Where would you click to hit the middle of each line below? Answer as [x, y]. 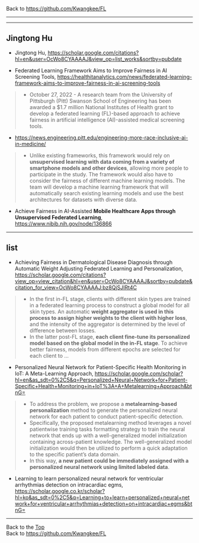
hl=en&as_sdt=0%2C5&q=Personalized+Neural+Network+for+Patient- [101, 380]
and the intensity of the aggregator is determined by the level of [107, 324]
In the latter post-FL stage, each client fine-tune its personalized [110, 336]
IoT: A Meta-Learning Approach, [54, 373]
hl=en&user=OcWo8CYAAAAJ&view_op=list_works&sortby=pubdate [98, 59]
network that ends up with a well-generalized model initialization [108, 435]
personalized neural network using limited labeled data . [99, 467]
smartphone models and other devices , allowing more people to [109, 168]
